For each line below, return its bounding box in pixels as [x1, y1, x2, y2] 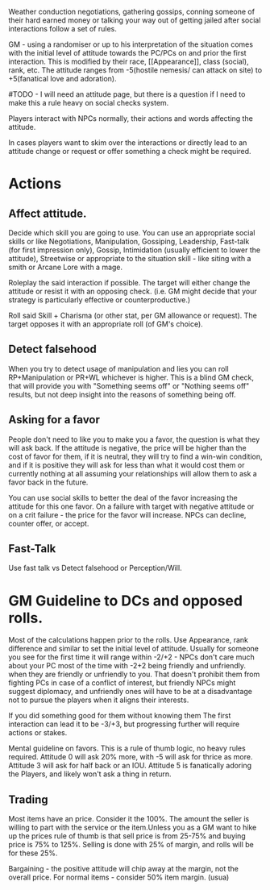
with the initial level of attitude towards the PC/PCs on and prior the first [8, 48, 247, 57]
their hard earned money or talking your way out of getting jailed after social [8, 15, 261, 25]
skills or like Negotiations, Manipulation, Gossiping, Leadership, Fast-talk [8, 237, 250, 246]
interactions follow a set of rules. [8, 24, 117, 33]
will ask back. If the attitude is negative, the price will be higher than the [8, 443, 247, 452]
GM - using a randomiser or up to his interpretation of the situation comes [8, 40, 254, 49]
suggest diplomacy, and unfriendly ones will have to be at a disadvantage [8, 687, 252, 697]
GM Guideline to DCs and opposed [8, 592, 243, 609]
